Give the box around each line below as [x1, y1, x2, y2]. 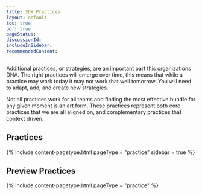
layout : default [6, 14, 47, 21]
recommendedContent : [6, 48, 58, 54]
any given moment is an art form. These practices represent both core [6, 102, 181, 109]
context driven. [6, 115, 44, 122]
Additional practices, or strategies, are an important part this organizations [6, 65, 191, 72]
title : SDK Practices [6, 8, 61, 15]
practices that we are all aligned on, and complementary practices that [6, 108, 182, 115]
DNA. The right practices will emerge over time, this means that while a [6, 71, 183, 78]
